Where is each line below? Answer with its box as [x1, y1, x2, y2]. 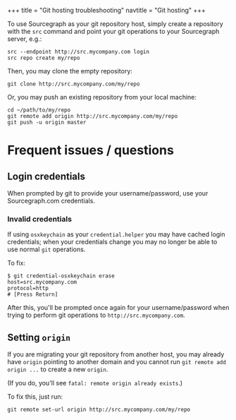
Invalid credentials [7, 214, 73, 224]
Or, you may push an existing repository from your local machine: [7, 93, 197, 101]
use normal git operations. [7, 245, 86, 253]
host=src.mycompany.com [7, 279, 77, 286]
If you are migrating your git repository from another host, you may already [7, 350, 225, 359]
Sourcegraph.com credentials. [7, 197, 95, 205]
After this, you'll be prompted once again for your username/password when [7, 304, 230, 312]
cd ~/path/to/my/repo [7, 107, 71, 114]
